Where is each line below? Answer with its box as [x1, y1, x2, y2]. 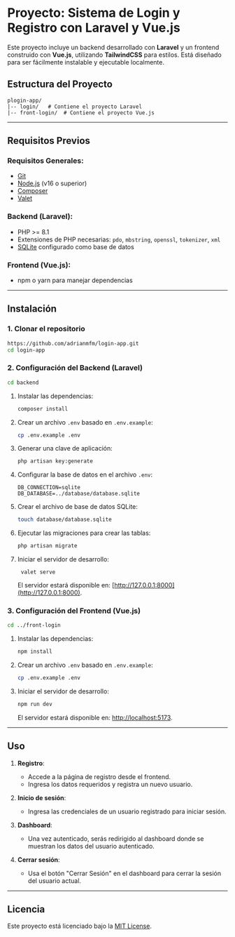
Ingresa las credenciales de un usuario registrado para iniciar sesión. [27, 807, 227, 816]
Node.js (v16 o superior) [17, 179, 87, 187]
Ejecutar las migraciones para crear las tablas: [17, 529, 151, 538]
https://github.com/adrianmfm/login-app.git [7, 340, 139, 347]
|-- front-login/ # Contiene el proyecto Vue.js [7, 109, 155, 117]
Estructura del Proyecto [7, 79, 113, 91]
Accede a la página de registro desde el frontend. [27, 772, 171, 780]
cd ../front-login [7, 622, 61, 629]
